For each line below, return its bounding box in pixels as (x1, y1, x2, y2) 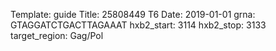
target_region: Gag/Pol (10, 30, 104, 41)
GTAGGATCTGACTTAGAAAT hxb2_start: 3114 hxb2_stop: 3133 (10, 19, 267, 31)
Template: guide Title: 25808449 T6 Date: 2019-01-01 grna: (10, 9, 256, 20)
